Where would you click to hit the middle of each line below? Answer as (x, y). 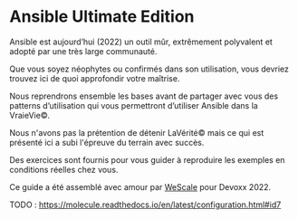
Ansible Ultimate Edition (102, 17)
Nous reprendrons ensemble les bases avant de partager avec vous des (144, 96)
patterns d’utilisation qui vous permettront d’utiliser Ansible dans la (134, 105)
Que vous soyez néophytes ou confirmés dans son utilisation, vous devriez (149, 69)
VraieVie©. (30, 115)
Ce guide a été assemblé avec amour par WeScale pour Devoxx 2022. (140, 186)
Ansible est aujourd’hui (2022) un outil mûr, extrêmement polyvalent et (141, 42)
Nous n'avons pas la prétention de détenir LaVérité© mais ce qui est (137, 132)
